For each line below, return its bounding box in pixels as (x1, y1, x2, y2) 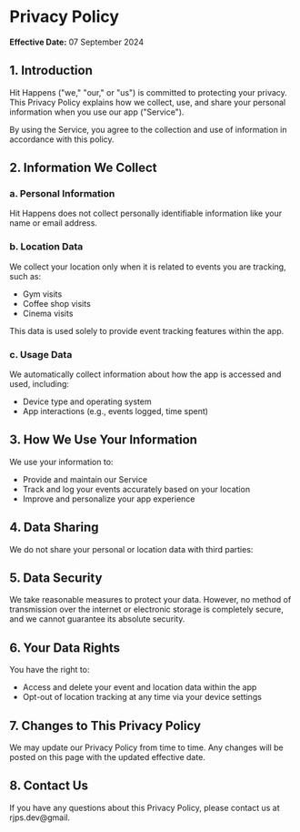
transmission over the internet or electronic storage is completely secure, (9, 604, 284, 615)
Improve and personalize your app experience (22, 493, 195, 504)
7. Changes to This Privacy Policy (9, 717, 202, 734)
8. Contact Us (9, 778, 89, 794)
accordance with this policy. (9, 134, 115, 145)
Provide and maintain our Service (22, 473, 148, 484)
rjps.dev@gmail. (9, 812, 71, 823)
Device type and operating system (22, 396, 152, 407)
